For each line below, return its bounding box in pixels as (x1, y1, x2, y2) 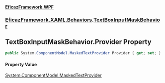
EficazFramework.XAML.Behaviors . (5, 16, 94, 23)
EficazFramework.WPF (5, 4, 54, 10)
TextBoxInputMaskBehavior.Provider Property (5, 38, 152, 46)
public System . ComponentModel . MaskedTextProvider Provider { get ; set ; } (5, 51, 162, 56)
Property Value (5, 61, 37, 67)
